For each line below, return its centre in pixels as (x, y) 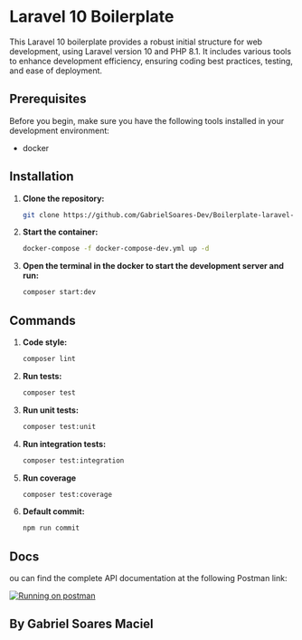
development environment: (60, 130)
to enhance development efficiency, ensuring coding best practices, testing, (151, 61)
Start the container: (60, 232)
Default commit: (53, 511)
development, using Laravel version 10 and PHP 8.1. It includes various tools (151, 51)
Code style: (45, 342)
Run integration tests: (64, 444)
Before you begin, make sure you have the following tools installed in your (147, 120)
